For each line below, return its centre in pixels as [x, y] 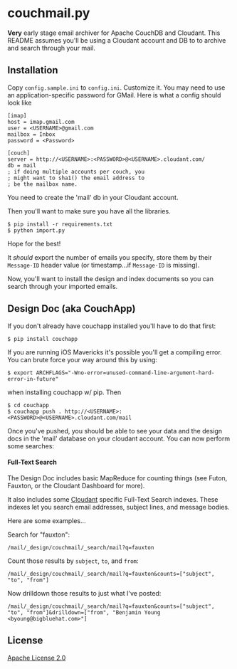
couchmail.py [49, 13]
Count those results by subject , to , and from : [73, 561]
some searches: [31, 446]
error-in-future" [33, 379]
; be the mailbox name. [43, 184]
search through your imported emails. [63, 286]
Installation [33, 70]
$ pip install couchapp [43, 339]
